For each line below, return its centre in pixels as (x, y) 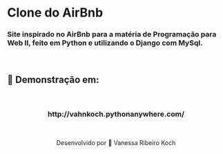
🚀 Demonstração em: (53, 80)
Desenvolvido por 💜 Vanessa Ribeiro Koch (116, 142)
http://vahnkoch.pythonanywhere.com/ (116, 114)
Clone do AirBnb (55, 13)
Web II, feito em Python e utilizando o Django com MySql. (105, 43)
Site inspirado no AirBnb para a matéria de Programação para (112, 35)
